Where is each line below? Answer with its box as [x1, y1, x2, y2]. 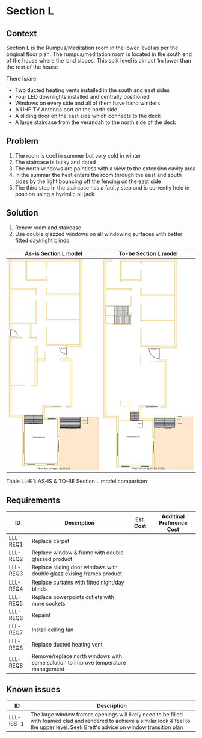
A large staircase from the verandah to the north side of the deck [14, 119, 176, 126]
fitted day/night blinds [14, 237, 70, 244]
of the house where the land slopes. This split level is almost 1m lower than [6, 57, 191, 64]
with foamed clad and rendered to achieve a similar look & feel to [30, 717, 191, 724]
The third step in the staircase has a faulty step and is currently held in [14, 184, 190, 191]
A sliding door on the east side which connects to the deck [14, 113, 161, 119]
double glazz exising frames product [31, 570, 122, 577]
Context [6, 28, 37, 39]
